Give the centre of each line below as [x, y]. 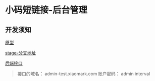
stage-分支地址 [21, 53]
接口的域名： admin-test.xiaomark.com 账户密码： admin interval [83, 74]
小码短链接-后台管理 [46, 10]
